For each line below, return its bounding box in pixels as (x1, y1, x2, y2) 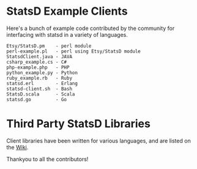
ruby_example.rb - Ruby (6, 75, 72, 81)
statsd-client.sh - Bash (6, 86, 72, 92)
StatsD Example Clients (6, 4, 128, 18)
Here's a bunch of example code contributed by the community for (6, 24, 175, 32)
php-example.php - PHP (6, 64, 70, 70)
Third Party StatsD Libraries (6, 117, 151, 131)
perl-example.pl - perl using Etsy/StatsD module (6, 48, 141, 54)
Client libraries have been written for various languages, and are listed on (6, 137, 191, 145)
